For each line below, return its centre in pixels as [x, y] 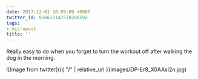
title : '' [19, 34]
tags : [13, 23]
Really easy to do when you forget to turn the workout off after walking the [99, 51]
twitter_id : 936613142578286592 [47, 17]
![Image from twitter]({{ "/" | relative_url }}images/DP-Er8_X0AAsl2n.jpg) [96, 69]
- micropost [21, 29]
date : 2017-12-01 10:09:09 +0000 [48, 12]
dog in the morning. [31, 58]
